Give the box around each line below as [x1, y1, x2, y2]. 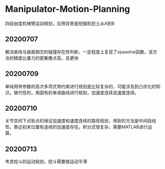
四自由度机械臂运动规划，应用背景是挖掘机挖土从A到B [5, 20, 115, 26]
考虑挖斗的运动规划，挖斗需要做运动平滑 [5, 159, 87, 165]
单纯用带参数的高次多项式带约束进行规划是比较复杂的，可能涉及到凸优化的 [5, 83, 156, 89]
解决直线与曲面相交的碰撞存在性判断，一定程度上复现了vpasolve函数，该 [5, 48, 153, 55]
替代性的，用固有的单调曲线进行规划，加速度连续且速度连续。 [13, 89, 139, 95]
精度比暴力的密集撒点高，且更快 [13, 55, 79, 61]
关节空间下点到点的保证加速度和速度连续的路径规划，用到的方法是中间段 [5, 118, 152, 124]
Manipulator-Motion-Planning [5, 3, 131, 15]
